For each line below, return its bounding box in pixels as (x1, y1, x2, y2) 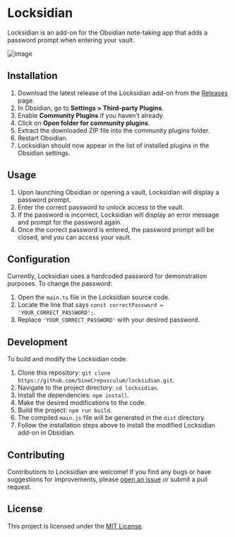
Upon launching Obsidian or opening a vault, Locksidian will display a (17, 188, 219, 196)
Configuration (7, 253, 71, 265)
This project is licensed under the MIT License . (7, 521, 144, 530)
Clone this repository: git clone (17, 368, 111, 377)
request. (7, 483, 32, 491)
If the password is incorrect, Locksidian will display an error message (17, 210, 219, 219)
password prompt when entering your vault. (7, 35, 135, 44)
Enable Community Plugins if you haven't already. (17, 111, 164, 119)
